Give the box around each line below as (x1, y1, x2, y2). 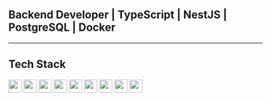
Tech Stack (8, 57, 66, 71)
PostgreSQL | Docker (8, 21, 116, 35)
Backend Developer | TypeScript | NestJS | (8, 8, 227, 22)
